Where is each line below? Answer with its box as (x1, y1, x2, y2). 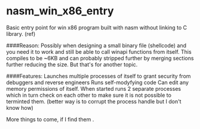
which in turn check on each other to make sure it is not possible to (6, 91, 172, 99)
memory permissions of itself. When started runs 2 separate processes (6, 85, 181, 92)
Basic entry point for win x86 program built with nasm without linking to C (6, 24, 187, 31)
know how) (6, 104, 34, 111)
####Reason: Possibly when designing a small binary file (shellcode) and (6, 42, 187, 49)
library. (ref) (6, 30, 36, 37)
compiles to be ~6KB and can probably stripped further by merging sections (6, 54, 194, 62)
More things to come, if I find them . (6, 115, 94, 123)
